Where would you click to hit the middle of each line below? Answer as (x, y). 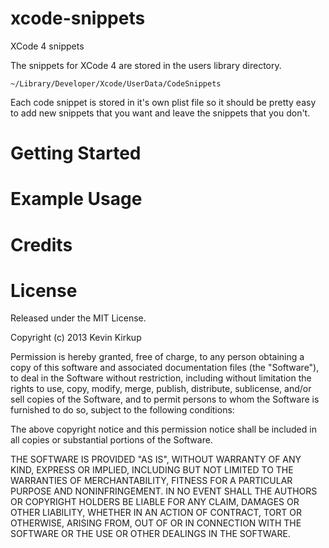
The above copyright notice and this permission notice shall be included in (163, 429)
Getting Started (76, 153)
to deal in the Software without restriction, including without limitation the (161, 378)
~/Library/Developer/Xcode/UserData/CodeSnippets (116, 83)
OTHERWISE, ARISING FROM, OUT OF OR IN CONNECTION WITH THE (156, 523)
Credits (41, 244)
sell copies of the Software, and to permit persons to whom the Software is (165, 399)
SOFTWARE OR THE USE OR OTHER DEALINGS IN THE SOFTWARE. (150, 534)
